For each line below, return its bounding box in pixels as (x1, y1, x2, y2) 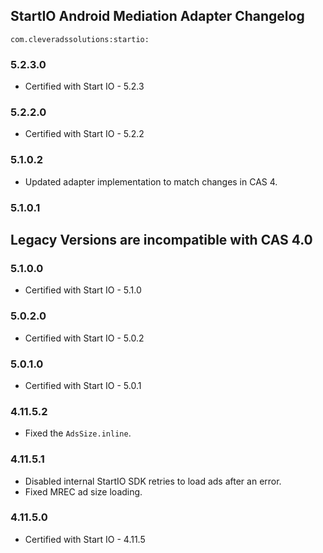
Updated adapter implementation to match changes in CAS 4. (24, 175, 278, 188)
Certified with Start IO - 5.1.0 (24, 284, 142, 296)
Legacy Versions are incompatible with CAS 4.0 (10, 232, 313, 249)
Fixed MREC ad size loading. (24, 485, 143, 498)
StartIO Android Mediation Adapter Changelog (10, 8, 305, 25)
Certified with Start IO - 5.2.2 (24, 128, 145, 140)
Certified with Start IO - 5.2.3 (24, 80, 145, 93)
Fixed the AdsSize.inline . (24, 427, 132, 439)
